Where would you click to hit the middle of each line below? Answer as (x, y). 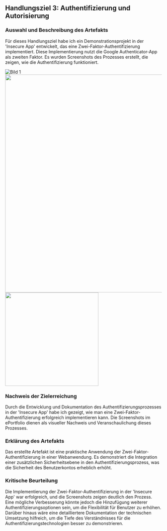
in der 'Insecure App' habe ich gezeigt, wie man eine (59, 412)
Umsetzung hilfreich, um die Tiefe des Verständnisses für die (68, 518)
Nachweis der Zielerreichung (41, 396)
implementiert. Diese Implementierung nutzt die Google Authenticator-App (81, 51)
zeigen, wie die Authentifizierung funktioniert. (52, 62)
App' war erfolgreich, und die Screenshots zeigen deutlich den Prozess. (79, 497)
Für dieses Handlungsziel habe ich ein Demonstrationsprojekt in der (75, 41)
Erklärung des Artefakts (35, 441)
